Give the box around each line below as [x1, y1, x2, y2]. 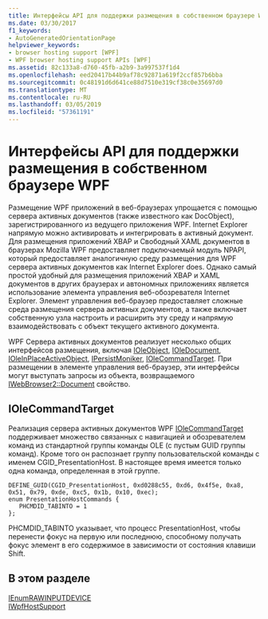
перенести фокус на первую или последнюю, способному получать [8, 531, 242, 541]
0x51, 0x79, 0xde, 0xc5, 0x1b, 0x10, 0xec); [8, 488, 159, 496]
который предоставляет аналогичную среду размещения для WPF [8, 253, 237, 263]
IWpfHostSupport [8, 601, 66, 611]
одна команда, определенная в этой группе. [8, 466, 161, 475]
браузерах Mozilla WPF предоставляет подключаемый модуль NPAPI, [8, 245, 246, 254]
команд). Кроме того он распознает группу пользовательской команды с [8, 448, 260, 459]
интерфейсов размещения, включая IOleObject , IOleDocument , [8, 345, 222, 355]
